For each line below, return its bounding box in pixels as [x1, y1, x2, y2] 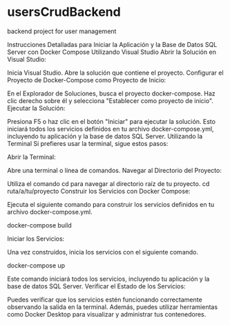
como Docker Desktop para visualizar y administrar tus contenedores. [7, 310, 207, 318]
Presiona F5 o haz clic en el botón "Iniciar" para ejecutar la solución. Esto [7, 117, 216, 125]
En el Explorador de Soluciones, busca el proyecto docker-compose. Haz [7, 89, 215, 98]
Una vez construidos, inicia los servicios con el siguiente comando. [7, 248, 199, 256]
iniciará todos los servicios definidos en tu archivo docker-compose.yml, [7, 124, 214, 133]
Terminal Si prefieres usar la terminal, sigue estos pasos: [7, 139, 169, 147]
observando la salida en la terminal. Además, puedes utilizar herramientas [7, 302, 218, 311]
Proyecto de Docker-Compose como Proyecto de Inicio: [7, 75, 166, 84]
